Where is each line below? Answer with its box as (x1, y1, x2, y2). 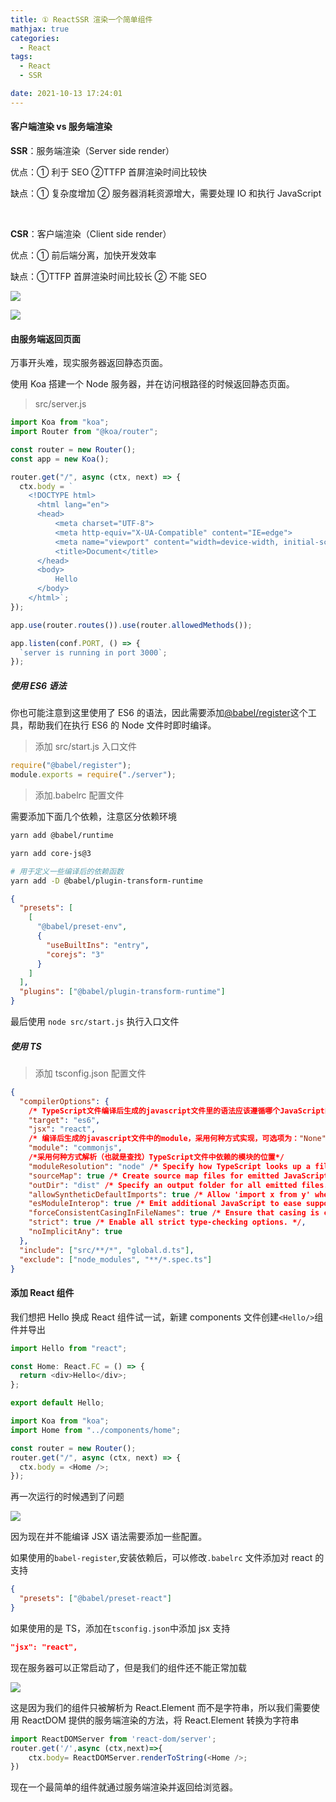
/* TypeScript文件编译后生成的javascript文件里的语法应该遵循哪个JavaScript (28, 1106, 325, 1116)
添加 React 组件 (10, 1287, 75, 1299)
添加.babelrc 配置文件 (34, 789, 125, 801)
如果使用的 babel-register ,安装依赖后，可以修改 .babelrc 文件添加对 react (10, 1552, 313, 1564)
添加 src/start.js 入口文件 (34, 741, 137, 753)
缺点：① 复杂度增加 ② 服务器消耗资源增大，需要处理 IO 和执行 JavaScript (10, 187, 322, 199)
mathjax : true (10, 24, 70, 34)
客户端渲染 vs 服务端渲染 (10, 121, 113, 133)
